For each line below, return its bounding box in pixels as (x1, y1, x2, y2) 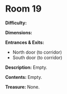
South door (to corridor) (12, 54, 62, 61)
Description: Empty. (5, 64, 48, 70)
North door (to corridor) (12, 49, 62, 55)
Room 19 (5, 3, 42, 15)
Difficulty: (5, 20, 27, 26)
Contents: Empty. (5, 74, 42, 80)
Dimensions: (5, 29, 33, 35)
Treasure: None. (5, 84, 40, 90)
